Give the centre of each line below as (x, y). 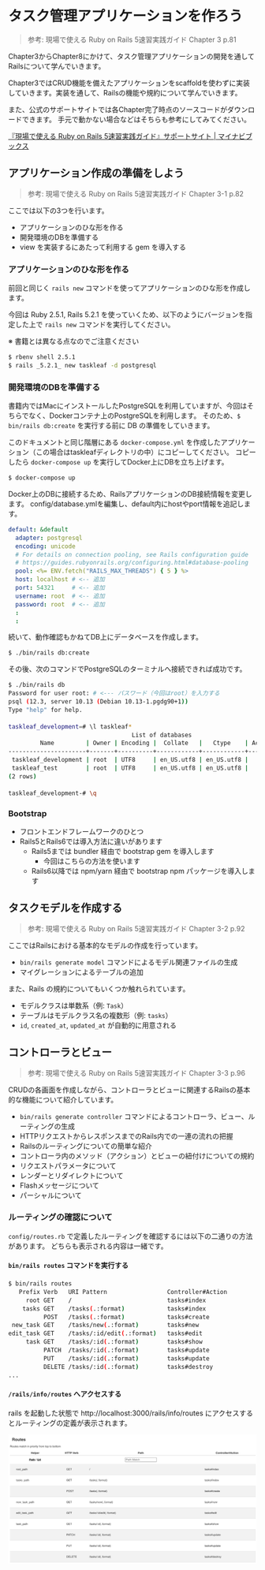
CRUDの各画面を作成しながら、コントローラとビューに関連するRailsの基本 (129, 1090)
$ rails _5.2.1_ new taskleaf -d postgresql (82, 365)
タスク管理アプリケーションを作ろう (125, 16)
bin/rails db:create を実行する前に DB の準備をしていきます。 (111, 426)
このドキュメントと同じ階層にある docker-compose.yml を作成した (114, 442)
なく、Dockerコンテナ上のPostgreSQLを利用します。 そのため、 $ (135, 416)
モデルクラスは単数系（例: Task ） (74, 1005)
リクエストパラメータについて (68, 1165)
